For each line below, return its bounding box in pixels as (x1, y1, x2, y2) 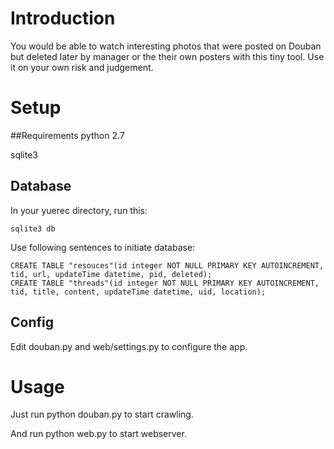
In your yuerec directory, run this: (10, 204, 148, 216)
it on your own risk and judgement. (10, 61, 154, 73)
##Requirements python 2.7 (10, 129, 125, 141)
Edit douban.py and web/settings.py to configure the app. (10, 340, 248, 352)
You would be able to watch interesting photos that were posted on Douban (10, 40, 322, 52)
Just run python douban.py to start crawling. (10, 408, 194, 421)
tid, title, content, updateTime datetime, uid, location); (10, 287, 267, 297)
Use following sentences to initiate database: (10, 241, 196, 253)
